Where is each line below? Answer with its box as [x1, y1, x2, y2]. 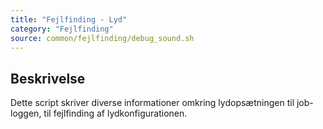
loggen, [10, 107, 42, 120]
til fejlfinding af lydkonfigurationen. [43, 107, 188, 120]
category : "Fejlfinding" [10, 24, 114, 34]
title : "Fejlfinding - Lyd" [10, 14, 128, 25]
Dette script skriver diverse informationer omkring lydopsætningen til [10, 97, 295, 109]
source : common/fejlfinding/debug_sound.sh [10, 33, 195, 43]
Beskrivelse [10, 70, 86, 87]
